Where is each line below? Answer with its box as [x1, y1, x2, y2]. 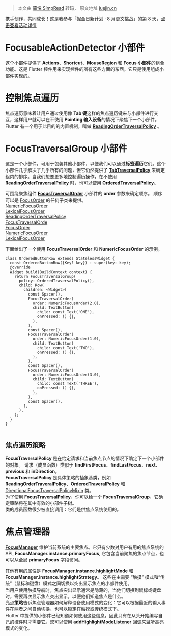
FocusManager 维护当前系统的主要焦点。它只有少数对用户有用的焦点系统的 [5, 544, 164, 550]
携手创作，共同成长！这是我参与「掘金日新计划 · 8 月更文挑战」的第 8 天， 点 [5, 16, 166, 22]
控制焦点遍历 [5, 92, 60, 104]
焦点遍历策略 [5, 441, 46, 450]
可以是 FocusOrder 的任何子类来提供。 [5, 197, 87, 203]
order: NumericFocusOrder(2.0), [32, 301, 101, 306]
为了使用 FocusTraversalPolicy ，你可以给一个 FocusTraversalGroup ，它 [5, 494, 159, 500]
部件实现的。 [5, 72, 32, 79]
